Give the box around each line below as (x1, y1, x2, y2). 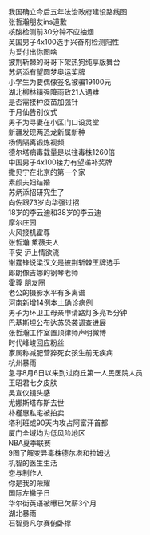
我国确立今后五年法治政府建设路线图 (8, 7, 128, 16)
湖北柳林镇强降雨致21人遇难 (8, 87, 100, 96)
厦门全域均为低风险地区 (8, 428, 85, 437)
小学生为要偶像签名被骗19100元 (8, 77, 112, 87)
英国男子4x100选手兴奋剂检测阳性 (8, 37, 120, 47)
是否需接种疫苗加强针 (8, 97, 78, 107)
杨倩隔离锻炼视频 (8, 137, 65, 147)
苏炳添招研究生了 (8, 188, 65, 197)
